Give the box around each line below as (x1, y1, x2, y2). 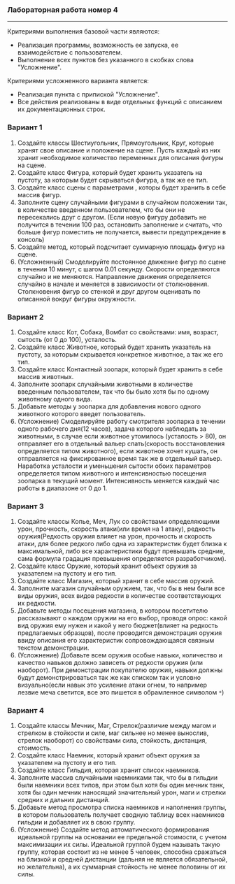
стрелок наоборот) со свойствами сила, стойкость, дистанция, (17, 736, 208, 745)
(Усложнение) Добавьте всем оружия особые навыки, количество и (17, 651, 222, 660)
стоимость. (17, 743, 52, 753)
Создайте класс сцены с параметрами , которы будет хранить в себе (17, 183, 226, 192)
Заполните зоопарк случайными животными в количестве (17, 380, 194, 388)
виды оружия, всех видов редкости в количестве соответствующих (17, 592, 222, 600)
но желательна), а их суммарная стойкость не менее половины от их (17, 862, 226, 871)
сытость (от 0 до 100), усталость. (17, 335, 117, 343)
